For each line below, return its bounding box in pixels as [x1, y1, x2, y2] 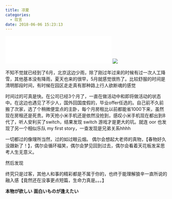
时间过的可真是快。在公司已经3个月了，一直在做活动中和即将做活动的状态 [5, 93, 161, 99]
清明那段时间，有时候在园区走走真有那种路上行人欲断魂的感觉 [5, 83, 136, 89]
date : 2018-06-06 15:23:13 [5, 22, 63, 27]
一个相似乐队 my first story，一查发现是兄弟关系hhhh [18, 125, 131, 131]
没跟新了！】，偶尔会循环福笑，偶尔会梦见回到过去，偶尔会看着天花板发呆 [5, 143, 161, 149]
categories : [5, 12, 31, 17]
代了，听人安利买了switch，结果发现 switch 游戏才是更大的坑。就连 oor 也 [5, 119, 162, 125]
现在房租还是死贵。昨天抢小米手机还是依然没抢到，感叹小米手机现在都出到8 [5, 112, 166, 118]
